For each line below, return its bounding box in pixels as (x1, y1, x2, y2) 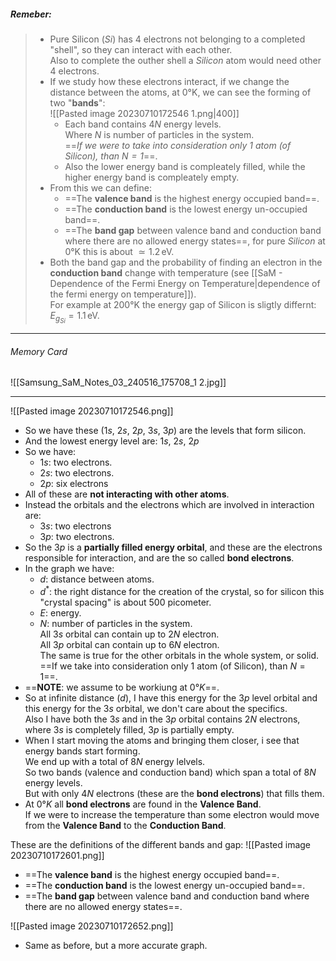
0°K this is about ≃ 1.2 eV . (64, 245, 175, 257)
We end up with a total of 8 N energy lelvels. (24, 755, 206, 767)
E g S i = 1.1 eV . (49, 309, 100, 325)
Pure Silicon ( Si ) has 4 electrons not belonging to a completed (49, 33, 306, 45)
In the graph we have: (24, 563, 115, 575)
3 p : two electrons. (39, 531, 115, 543)
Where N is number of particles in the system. (64, 128, 255, 140)
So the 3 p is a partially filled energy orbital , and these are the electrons (24, 541, 323, 554)
